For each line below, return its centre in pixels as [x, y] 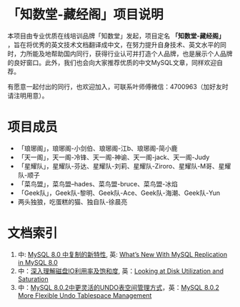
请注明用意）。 [28, 95]
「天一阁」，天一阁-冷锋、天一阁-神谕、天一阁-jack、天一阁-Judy [114, 157]
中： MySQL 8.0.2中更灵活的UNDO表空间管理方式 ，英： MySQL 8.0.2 [118, 287]
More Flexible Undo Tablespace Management [85, 295]
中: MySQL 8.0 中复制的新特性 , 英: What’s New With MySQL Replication [122, 254]
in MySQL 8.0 [38, 262]
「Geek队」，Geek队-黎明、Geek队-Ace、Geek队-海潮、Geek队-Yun [119, 193]
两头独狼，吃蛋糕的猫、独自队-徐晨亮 [72, 201]
